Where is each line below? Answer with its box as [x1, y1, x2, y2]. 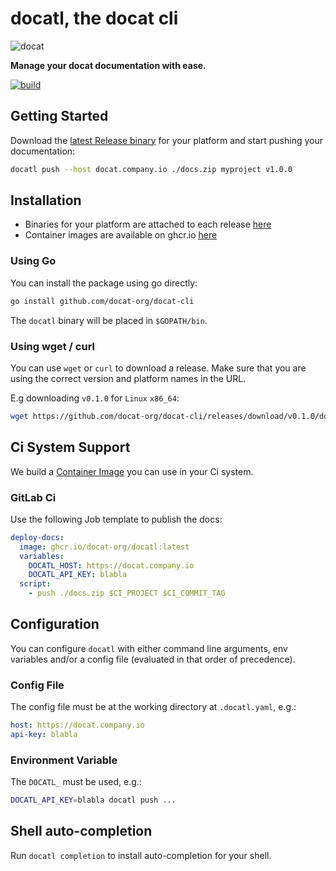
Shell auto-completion [10, 823, 153, 840]
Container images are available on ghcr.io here [24, 229, 218, 241]
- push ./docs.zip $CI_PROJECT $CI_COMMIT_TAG [28, 588, 226, 599]
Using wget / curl [10, 339, 95, 353]
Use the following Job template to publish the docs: [10, 513, 223, 525]
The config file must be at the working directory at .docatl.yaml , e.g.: [10, 701, 297, 713]
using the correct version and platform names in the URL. [10, 372, 247, 384]
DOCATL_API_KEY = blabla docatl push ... [10, 795, 177, 806]
